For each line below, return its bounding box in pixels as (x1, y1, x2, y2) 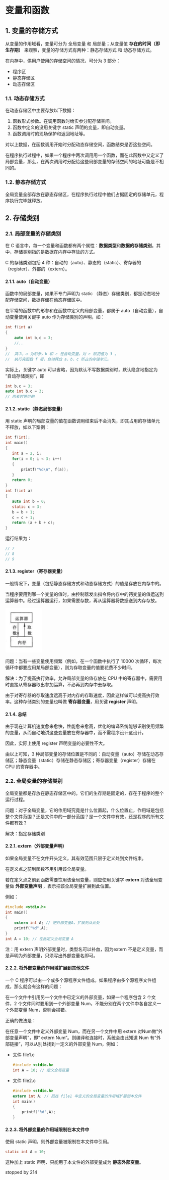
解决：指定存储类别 (5, 830, 45, 836)
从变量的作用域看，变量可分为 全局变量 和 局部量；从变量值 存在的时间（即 (5, 41, 160, 46)
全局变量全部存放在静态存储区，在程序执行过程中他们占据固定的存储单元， (5, 191, 159, 197)
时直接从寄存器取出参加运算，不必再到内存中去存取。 (5, 682, 116, 688)
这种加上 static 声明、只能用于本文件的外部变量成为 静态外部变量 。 (5, 1159, 144, 1165)
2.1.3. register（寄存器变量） (5, 568, 65, 574)
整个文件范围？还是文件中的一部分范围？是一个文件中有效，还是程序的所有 (5, 813, 159, 819)
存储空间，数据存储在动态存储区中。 (9, 297, 84, 303)
